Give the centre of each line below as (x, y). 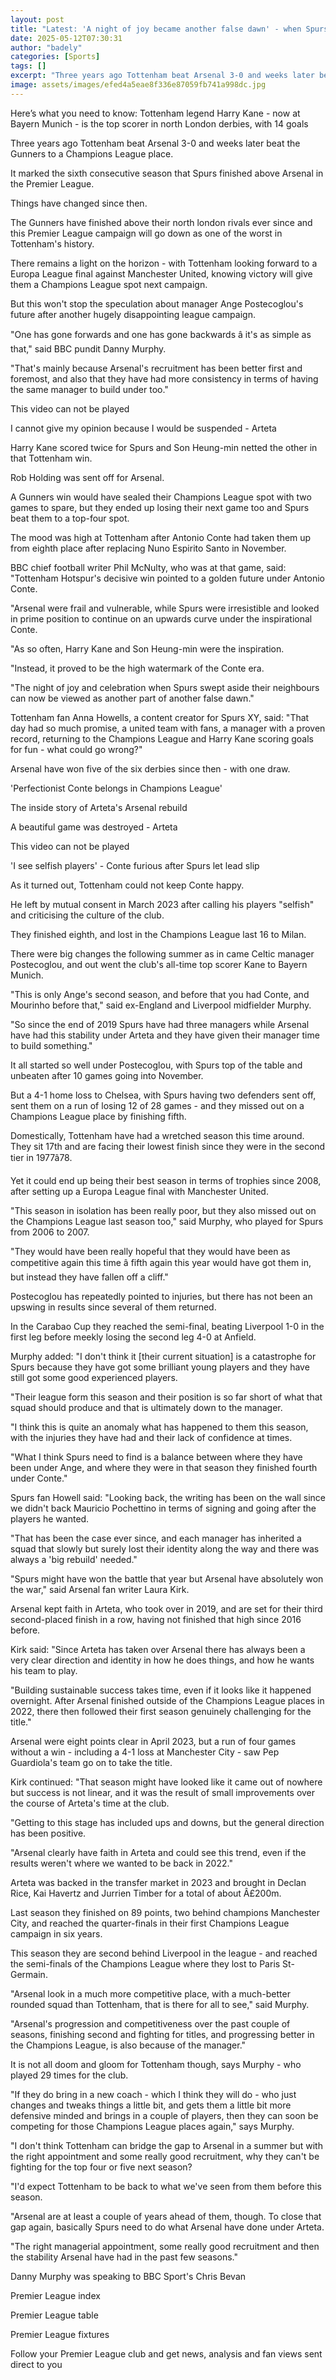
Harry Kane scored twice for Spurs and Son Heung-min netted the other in (164, 447)
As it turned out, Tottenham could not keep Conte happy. (127, 885)
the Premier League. (52, 183)
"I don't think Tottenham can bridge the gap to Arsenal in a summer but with (166, 2145)
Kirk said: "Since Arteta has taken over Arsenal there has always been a (158, 1649)
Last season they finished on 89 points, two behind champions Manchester (165, 1912)
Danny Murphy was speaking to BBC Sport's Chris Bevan (128, 2276)
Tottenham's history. (52, 243)
